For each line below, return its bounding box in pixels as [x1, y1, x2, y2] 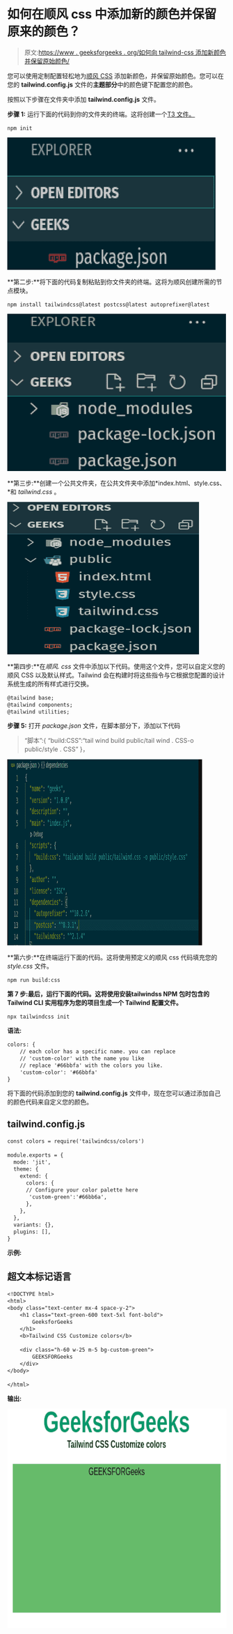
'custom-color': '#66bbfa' [19, 1069, 98, 1076]
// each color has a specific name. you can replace [19, 1048, 176, 1055]
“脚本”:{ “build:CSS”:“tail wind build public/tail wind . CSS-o [24, 736, 194, 744]
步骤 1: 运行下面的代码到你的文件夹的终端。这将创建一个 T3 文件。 [7, 109, 195, 118]
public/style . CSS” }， [24, 745, 89, 753]
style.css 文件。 [7, 962, 54, 970]
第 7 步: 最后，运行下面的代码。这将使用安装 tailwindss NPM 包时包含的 [7, 989, 210, 998]
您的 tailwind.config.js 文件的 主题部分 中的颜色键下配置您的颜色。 [7, 80, 197, 88]
